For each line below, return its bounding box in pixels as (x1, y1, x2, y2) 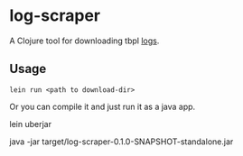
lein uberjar (9, 118, 52, 129)
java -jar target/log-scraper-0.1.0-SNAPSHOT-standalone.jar (9, 136, 234, 147)
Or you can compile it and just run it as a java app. (9, 101, 196, 112)
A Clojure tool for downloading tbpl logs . (9, 35, 160, 46)
